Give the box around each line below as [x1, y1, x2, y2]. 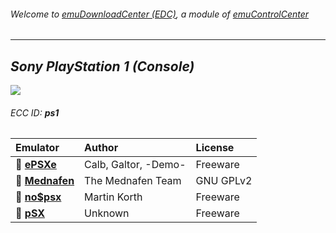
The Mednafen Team [84, 174, 182, 188]
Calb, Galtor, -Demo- [84, 158, 187, 172]
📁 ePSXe [15, 158, 57, 172]
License [195, 141, 235, 155]
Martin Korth [84, 190, 143, 204]
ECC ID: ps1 [10, 106, 60, 119]
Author [84, 141, 119, 155]
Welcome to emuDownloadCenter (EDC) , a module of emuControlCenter [10, 8, 310, 20]
